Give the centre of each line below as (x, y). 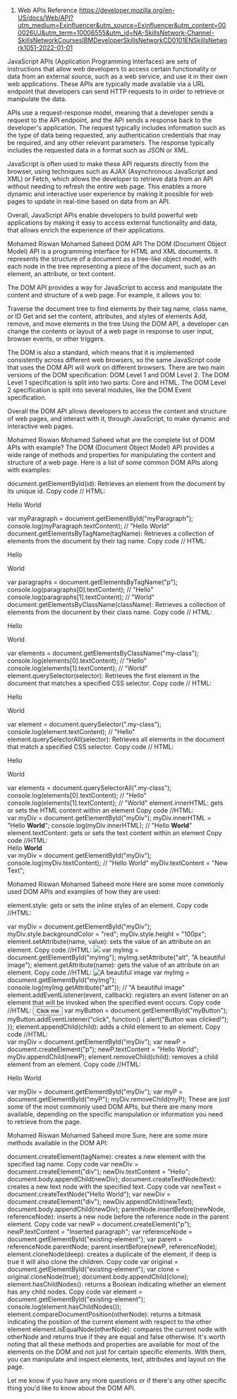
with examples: (29, 470)
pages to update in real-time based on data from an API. (89, 201)
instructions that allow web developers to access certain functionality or (112, 69)
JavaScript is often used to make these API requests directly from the (108, 164)
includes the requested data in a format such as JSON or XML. (98, 150)
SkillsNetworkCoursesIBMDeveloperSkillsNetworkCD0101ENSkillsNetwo (122, 40)
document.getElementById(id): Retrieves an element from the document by (116, 484)
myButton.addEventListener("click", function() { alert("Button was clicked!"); (118, 1019)
